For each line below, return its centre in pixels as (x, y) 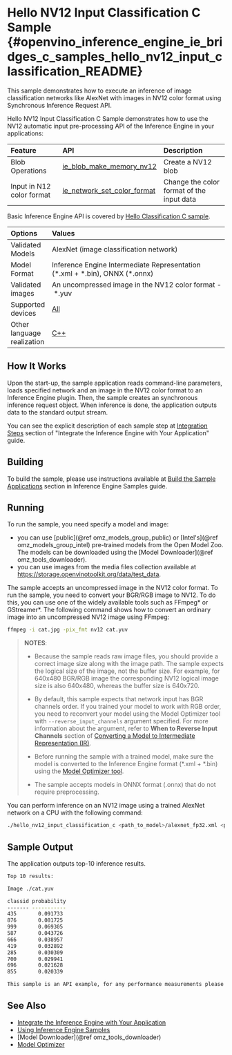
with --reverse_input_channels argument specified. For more (121, 721)
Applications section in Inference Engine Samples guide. (87, 486)
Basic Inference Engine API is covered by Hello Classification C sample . (109, 216)
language (26, 333)
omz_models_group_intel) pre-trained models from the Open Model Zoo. (120, 545)
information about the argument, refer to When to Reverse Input (126, 729)
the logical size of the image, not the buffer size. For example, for (127, 671)
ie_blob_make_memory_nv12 (109, 166)
